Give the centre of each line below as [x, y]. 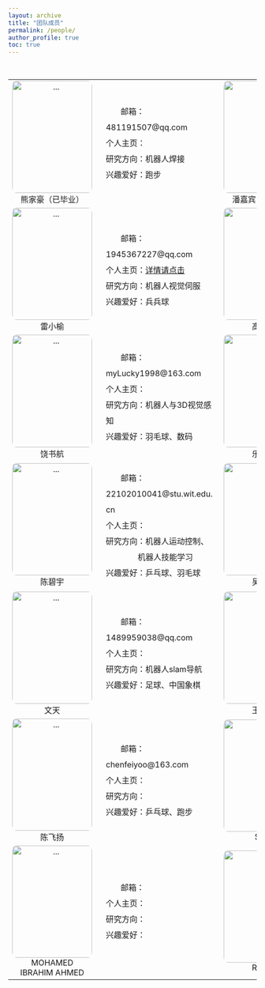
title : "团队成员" [36, 23]
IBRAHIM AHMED [52, 972]
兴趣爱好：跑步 [133, 175]
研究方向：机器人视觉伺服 [153, 285]
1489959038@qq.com [149, 638]
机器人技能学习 [165, 556]
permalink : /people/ [42, 30]
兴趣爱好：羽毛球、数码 [149, 436]
